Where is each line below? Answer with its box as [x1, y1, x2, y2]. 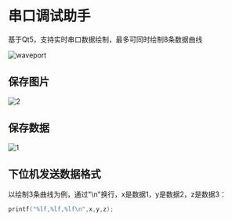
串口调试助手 [8, 7, 92, 25]
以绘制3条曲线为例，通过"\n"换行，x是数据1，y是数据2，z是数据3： [8, 190, 227, 199]
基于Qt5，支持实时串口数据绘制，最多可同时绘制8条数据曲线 [8, 35, 203, 44]
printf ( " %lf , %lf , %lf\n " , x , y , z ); [8, 205, 114, 213]
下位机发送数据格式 [8, 167, 101, 181]
